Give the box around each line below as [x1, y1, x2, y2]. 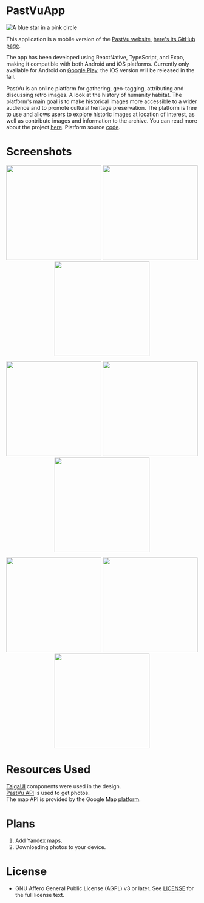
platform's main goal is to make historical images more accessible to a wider [6, 98, 197, 105]
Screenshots [6, 145, 72, 158]
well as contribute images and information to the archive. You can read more [6, 117, 197, 124]
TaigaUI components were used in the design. [6, 782, 121, 790]
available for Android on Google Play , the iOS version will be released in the [6, 66, 195, 73]
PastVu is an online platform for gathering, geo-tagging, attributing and [6, 84, 184, 92]
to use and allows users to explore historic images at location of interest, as [6, 110, 195, 118]
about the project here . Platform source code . [6, 123, 120, 130]
